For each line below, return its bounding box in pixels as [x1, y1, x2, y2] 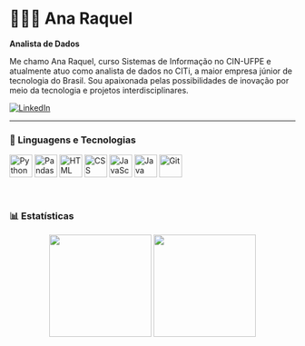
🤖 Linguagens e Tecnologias [9, 133, 136, 146]
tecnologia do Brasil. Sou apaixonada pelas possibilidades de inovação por [9, 74, 290, 85]
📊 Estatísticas [9, 210, 74, 222]
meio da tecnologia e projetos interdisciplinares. [9, 84, 189, 95]
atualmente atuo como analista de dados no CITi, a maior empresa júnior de [9, 65, 293, 76]
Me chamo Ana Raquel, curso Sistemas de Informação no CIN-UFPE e [9, 55, 272, 66]
